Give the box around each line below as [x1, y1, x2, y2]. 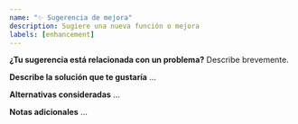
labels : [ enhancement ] [9, 30, 95, 39]
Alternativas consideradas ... [9, 89, 120, 100]
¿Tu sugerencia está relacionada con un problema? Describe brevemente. [9, 55, 289, 66]
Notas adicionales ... [9, 107, 88, 118]
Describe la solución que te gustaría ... [9, 72, 156, 83]
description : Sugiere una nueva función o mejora [9, 22, 200, 31]
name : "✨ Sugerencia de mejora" [9, 13, 133, 22]
